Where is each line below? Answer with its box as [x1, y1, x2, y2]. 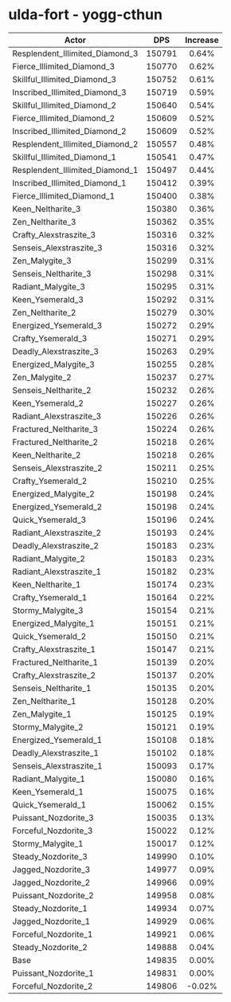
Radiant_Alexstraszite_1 [12, 566, 102, 577]
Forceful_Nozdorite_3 [12, 825, 93, 836]
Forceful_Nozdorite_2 [12, 980, 93, 992]
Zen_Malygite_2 [12, 371, 72, 383]
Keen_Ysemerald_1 [12, 786, 84, 797]
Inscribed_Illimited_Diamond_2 [12, 125, 127, 136]
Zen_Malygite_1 [12, 708, 72, 719]
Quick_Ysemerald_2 [12, 631, 87, 642]
